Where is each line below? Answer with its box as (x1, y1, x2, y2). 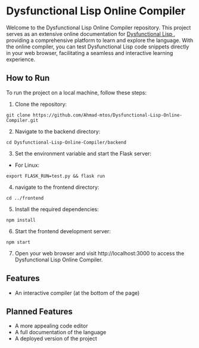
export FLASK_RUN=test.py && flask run (6, 173, 105, 179)
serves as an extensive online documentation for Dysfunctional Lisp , (6, 30, 176, 37)
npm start (6, 239, 31, 245)
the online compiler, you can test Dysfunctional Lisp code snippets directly (6, 43, 189, 50)
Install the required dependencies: (14, 205, 99, 213)
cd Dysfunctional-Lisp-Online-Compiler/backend (6, 139, 127, 145)
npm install (6, 217, 36, 223)
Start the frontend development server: (14, 227, 111, 234)
